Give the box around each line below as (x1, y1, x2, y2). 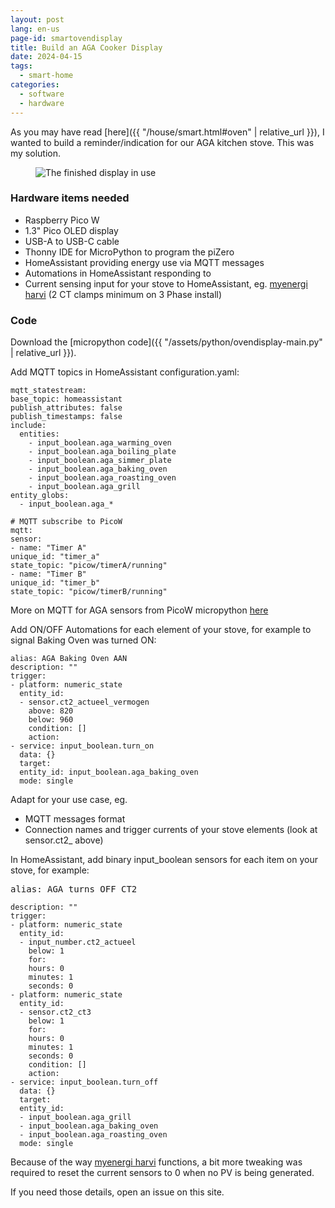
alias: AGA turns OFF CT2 (10, 884, 138, 895)
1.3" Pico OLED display (24, 224, 119, 236)
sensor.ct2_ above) (24, 834, 104, 846)
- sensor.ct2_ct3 (19, 1007, 92, 1018)
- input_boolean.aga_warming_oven (28, 438, 172, 448)
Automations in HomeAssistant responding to (24, 267, 212, 279)
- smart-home (19, 71, 74, 81)
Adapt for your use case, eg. (10, 794, 128, 806)
